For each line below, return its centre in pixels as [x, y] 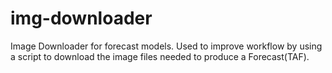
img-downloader [81, 18]
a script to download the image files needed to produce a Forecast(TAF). [160, 56]
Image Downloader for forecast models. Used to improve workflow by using [166, 46]
